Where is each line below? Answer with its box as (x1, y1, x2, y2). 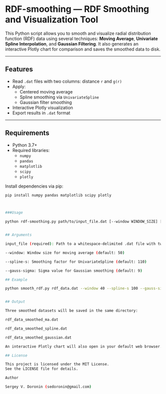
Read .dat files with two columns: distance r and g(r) (12, 78, 122, 84)
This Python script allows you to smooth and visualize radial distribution (5, 30, 151, 36)
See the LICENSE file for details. (5, 366, 79, 372)
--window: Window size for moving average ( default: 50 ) (5, 250, 125, 255)
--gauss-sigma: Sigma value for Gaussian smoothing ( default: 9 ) (5, 268, 142, 273)
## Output (5, 299, 26, 304)
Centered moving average (19, 89, 73, 95)
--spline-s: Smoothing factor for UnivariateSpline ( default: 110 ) (5, 259, 147, 264)
